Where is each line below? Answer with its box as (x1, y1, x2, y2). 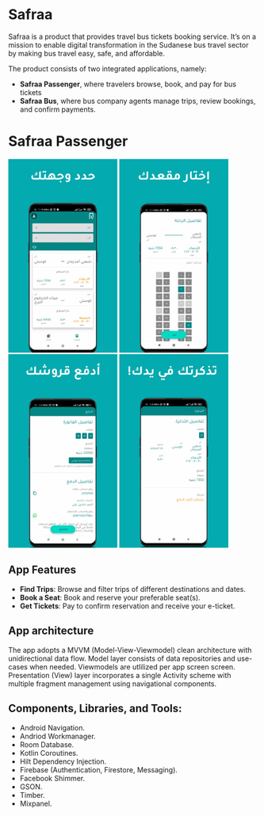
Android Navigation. (19, 723, 86, 732)
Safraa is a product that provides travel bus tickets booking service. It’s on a (8, 32, 256, 41)
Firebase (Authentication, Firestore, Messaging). (19, 765, 178, 774)
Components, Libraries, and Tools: (8, 702, 182, 715)
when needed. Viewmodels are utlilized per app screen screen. (29, 662, 235, 671)
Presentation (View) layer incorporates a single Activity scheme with (8, 670, 231, 680)
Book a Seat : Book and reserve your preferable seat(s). (19, 593, 201, 602)
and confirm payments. (19, 105, 97, 114)
